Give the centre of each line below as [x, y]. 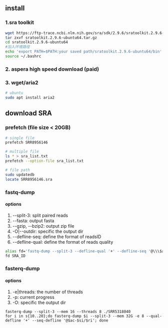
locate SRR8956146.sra [29, 179]
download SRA [29, 113]
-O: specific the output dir [39, 302]
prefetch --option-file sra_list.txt [44, 161]
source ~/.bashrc [23, 56]
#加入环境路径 [17, 47]
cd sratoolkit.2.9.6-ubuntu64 [37, 42]
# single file [20, 138]
